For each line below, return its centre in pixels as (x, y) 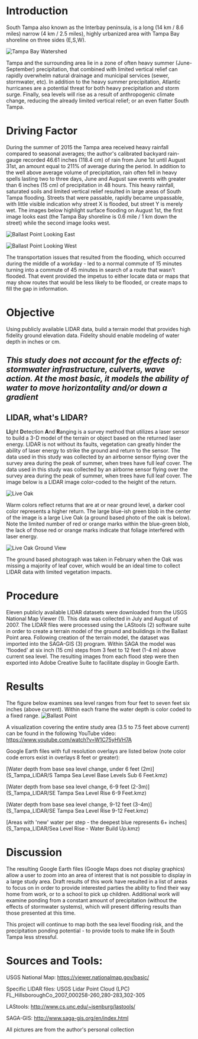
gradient (22, 397)
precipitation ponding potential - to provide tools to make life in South (91, 931)
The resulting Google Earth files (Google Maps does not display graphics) (95, 868)
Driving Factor (42, 131)
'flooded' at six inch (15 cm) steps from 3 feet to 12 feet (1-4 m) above (91, 650)
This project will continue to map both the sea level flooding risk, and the (95, 924)
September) (21, 69)
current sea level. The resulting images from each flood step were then (92, 656)
